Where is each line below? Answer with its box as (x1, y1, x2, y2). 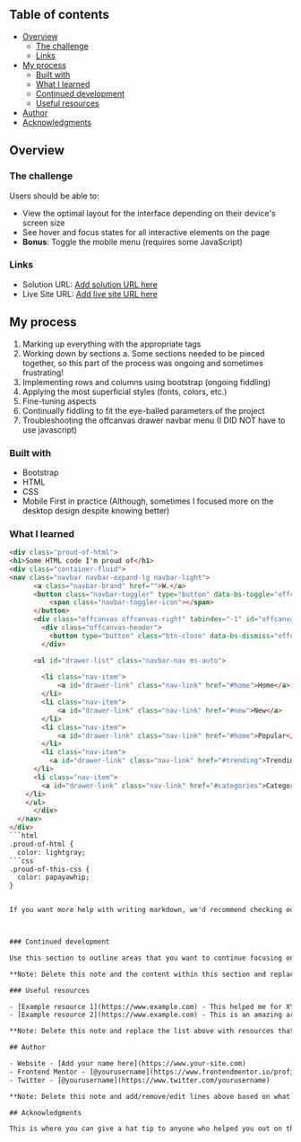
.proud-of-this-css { (9, 865, 90, 874)
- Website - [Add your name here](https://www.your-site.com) (9, 1059, 246, 1068)
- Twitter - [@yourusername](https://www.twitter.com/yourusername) (9, 1076, 271, 1085)
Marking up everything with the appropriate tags (21, 338, 202, 349)
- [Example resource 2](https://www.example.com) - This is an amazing (9, 1010, 282, 1020)
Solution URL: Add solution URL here (21, 278, 159, 290)
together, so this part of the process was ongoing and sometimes (21, 357, 264, 368)
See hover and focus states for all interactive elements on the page (21, 226, 271, 237)
